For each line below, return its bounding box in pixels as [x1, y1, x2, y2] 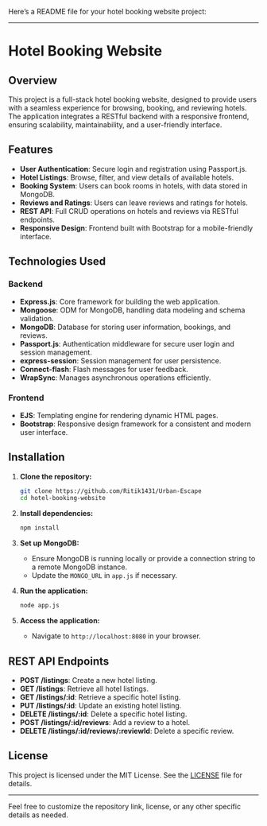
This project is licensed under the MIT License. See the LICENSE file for [8, 770, 243, 780]
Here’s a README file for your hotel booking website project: [8, 7, 207, 16]
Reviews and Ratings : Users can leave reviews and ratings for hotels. [19, 198, 248, 207]
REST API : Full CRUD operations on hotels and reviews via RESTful [19, 206, 238, 215]
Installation [8, 451, 65, 464]
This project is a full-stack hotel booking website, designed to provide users [8, 95, 257, 104]
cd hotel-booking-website [19, 494, 106, 502]
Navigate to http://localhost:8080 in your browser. [31, 631, 201, 641]
